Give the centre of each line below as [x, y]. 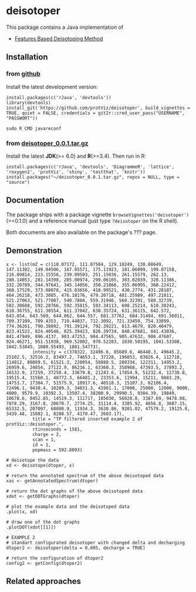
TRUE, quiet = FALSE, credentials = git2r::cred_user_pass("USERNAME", [95, 113]
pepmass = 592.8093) [57, 450]
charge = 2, [47, 434]
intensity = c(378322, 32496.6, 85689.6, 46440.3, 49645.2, [107, 352]
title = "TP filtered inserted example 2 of [87, 419]
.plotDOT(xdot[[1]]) [31, 527]
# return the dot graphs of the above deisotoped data [75, 491]
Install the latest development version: [52, 87]
